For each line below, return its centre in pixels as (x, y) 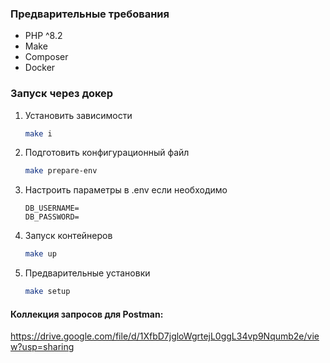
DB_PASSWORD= (52, 217)
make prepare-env (61, 171)
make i (38, 133)
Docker (40, 68)
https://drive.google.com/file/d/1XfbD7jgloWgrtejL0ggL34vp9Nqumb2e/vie (165, 336)
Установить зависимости (78, 115)
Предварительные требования (90, 14)
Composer (46, 57)
